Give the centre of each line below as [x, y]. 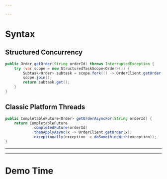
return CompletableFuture [41, 123]
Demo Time [29, 171]
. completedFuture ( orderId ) [60, 128]
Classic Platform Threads [45, 107]
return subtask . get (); [46, 83]
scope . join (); [38, 78]
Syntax [20, 34]
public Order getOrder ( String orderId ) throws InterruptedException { [80, 64]
